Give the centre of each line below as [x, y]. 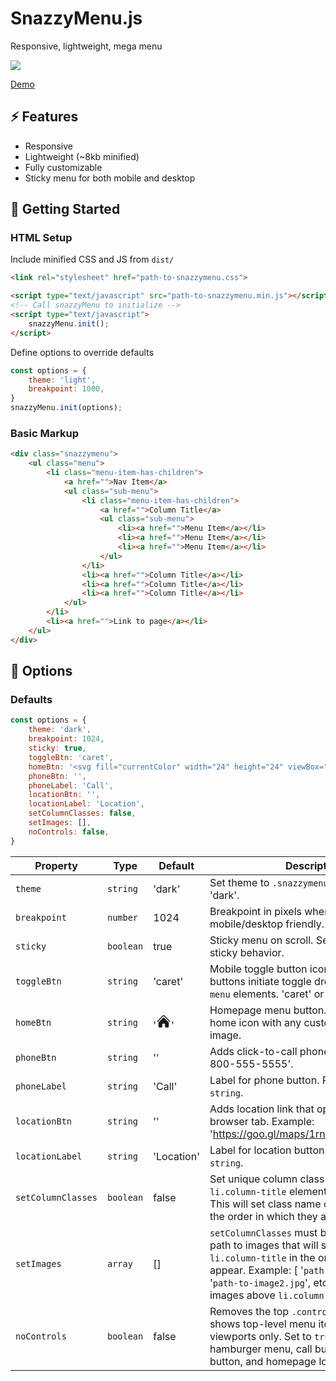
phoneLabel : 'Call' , [71, 785]
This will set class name [265, 1204]
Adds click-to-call [253, 1051]
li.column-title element [268, 1191]
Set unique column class [267, 1179]
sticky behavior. [247, 952]
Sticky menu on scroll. [261, 940]
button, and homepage [263, 1361]
